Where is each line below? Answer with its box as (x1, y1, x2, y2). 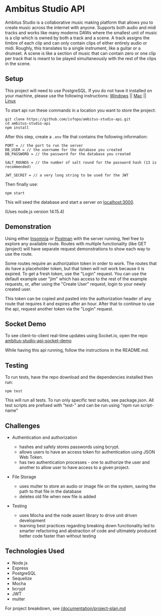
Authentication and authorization (12, 435, 77, 440)
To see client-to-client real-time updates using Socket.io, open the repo (5, 333, 148, 339)
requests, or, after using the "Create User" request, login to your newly (5, 281, 146, 287)
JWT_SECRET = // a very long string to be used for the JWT (5, 173, 129, 178)
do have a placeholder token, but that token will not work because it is (5, 265, 145, 271)
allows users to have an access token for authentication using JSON (19, 449, 155, 454)
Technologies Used (5, 547, 64, 555)
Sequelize (12, 575, 32, 581)
